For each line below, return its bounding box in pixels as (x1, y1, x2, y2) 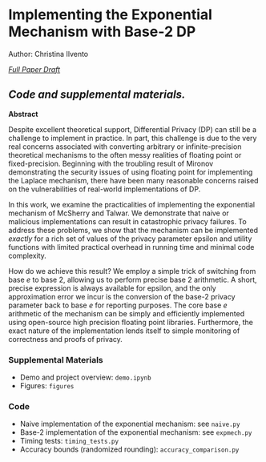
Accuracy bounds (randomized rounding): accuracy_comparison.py (19, 444, 240, 454)
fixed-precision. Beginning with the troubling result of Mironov (8, 159, 214, 168)
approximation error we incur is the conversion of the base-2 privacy (8, 291, 236, 301)
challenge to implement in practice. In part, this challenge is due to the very (8, 133, 257, 143)
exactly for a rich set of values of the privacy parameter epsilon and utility (8, 234, 252, 243)
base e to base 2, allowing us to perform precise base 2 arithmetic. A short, (8, 275, 258, 284)
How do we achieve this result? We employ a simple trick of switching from (8, 266, 256, 275)
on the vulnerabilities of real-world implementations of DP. (8, 184, 201, 194)
